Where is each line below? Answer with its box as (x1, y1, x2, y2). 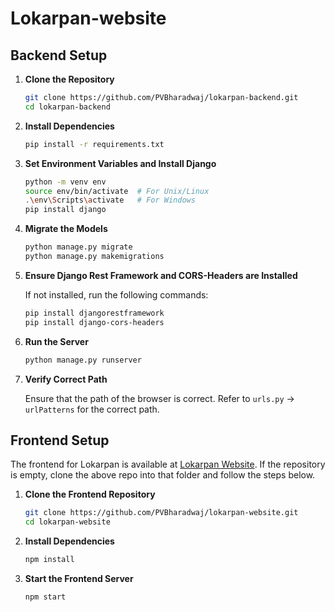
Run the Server (24, 335, 89, 347)
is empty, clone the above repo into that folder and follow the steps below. (10, 469, 316, 481)
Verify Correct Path (24, 373, 108, 385)
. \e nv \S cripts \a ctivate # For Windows (24, 195, 196, 206)
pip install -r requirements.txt (24, 139, 165, 149)
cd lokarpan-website (24, 517, 111, 527)
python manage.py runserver (24, 355, 142, 365)
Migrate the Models (24, 223, 108, 235)
